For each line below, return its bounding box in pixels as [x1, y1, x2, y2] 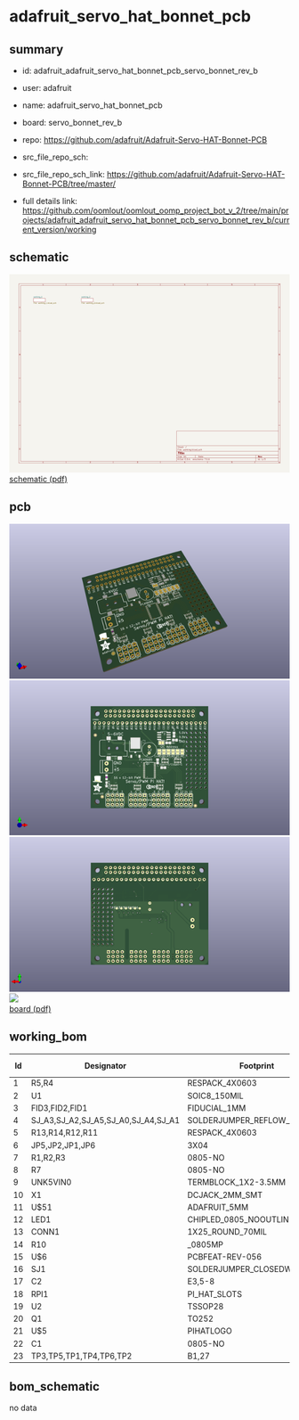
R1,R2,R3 [30, 1152, 66, 1162]
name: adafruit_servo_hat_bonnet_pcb [21, 100, 163, 111]
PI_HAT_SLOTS [187, 1288, 243, 1299]
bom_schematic [9, 1379, 101, 1394]
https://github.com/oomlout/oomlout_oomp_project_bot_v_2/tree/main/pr [21, 205, 289, 216]
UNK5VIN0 [30, 1177, 72, 1187]
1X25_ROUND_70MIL [187, 1227, 267, 1237]
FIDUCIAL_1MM [187, 1103, 246, 1113]
